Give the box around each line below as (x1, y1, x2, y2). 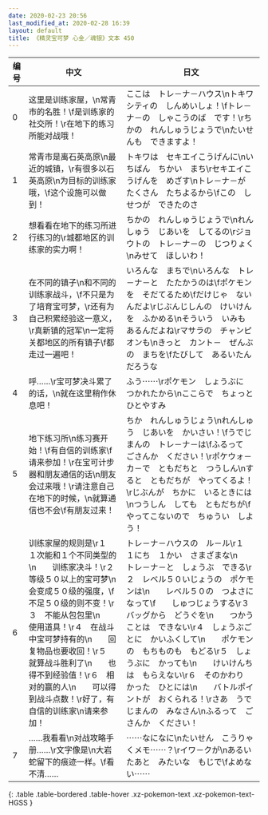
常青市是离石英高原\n (28, 151, 109, 162)
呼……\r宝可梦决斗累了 (28, 376, 113, 388)
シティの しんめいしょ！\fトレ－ (126, 101, 252, 112)
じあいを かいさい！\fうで (142, 427, 245, 438)
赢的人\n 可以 (44, 682, 109, 693)
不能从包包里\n (44, 610, 101, 621)
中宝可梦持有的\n (28, 634, 93, 645)
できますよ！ (150, 137, 199, 148)
